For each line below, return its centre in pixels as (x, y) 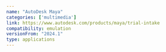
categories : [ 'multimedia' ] (41, 17)
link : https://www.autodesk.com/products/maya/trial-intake (83, 23)
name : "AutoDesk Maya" (35, 12)
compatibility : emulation (38, 28)
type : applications (31, 39)
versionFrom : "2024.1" (35, 34)
